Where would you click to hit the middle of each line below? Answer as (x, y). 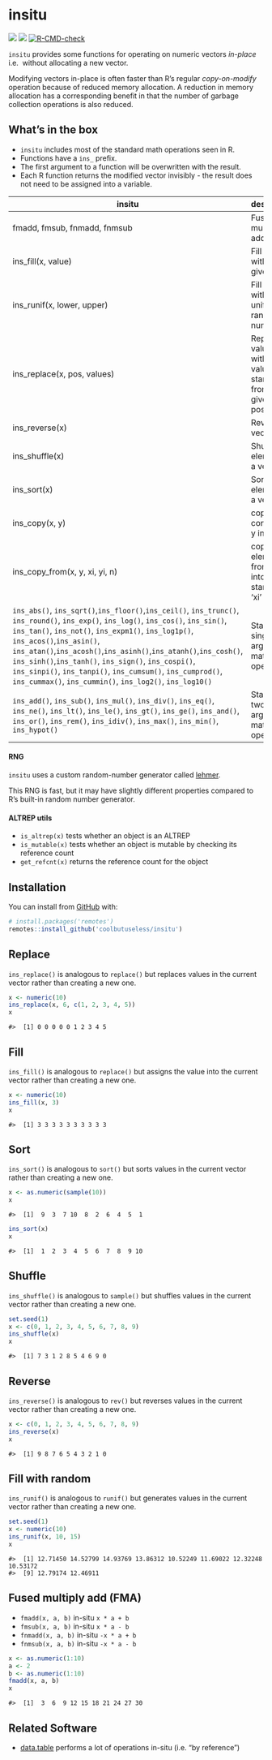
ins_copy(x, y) (39, 523)
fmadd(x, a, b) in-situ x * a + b (74, 1617)
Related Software (53, 1728)
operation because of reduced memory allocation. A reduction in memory (131, 87)
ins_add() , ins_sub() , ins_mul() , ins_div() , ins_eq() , (113, 700)
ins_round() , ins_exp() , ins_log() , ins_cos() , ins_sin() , (120, 620)
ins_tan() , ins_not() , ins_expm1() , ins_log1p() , (103, 630)
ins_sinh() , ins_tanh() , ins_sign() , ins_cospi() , (104, 661)
